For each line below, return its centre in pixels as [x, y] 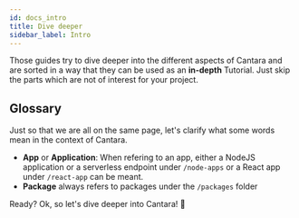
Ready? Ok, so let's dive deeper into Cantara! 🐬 [97, 204]
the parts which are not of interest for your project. [104, 80]
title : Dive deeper [46, 26]
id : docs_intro [38, 18]
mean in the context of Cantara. [69, 140]
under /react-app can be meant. [83, 177]
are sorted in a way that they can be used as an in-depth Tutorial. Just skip [150, 70]
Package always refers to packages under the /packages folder [140, 186]
